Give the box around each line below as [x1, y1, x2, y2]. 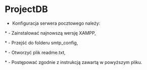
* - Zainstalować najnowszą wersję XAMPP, [5, 30, 96, 36]
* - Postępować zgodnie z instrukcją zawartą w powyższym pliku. [5, 59, 142, 65]
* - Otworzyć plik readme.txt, [5, 49, 66, 55]
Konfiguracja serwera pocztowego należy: [12, 20, 100, 26]
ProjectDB [5, 4, 48, 15]
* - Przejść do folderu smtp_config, [5, 39, 78, 46]
